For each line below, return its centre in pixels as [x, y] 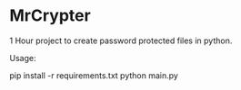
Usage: [23, 58]
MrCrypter [50, 16]
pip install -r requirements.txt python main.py [94, 75]
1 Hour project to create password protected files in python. [121, 40]
